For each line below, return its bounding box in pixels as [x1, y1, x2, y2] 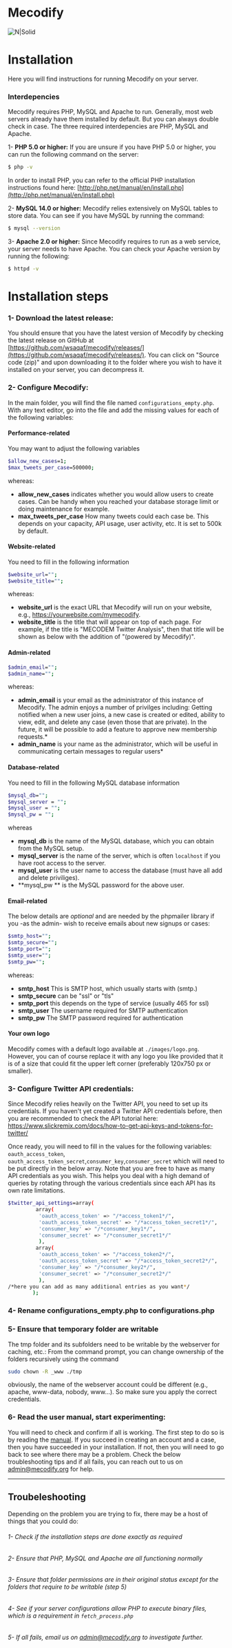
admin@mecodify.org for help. [8, 1464, 94, 1473]
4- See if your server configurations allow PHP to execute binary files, [8, 1604, 207, 1612]
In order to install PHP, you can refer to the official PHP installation [8, 176, 196, 184]
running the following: [8, 252, 70, 260]
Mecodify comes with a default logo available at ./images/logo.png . [8, 1044, 200, 1053]
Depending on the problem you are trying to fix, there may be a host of [8, 1509, 209, 1518]
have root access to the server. [17, 859, 106, 867]
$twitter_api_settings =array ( [8, 1199, 95, 1207]
